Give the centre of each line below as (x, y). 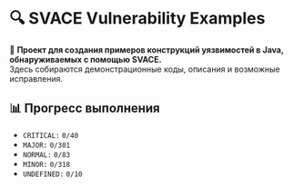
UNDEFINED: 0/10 (52, 174)
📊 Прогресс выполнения (85, 108)
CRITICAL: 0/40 (51, 135)
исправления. (36, 78)
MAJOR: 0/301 (46, 145)
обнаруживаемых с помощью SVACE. (86, 59)
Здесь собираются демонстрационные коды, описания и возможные (145, 69)
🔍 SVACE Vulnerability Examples (137, 19)
